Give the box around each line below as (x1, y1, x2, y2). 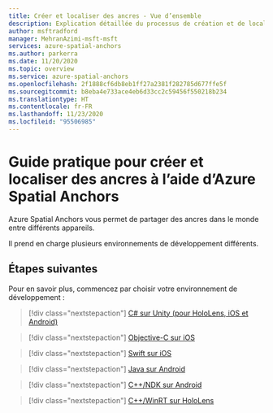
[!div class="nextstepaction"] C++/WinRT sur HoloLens (28, 395, 214, 405)
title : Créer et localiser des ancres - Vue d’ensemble (8, 11, 201, 20)
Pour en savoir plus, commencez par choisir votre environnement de (8, 284, 238, 293)
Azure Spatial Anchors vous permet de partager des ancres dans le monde (8, 214, 259, 224)
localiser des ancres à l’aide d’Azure (8, 170, 256, 189)
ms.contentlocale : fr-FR (8, 102, 93, 111)
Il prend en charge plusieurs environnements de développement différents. (8, 238, 259, 248)
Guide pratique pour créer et (8, 153, 204, 172)
